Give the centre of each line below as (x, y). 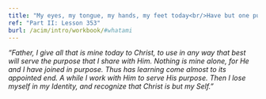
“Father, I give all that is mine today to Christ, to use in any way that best (127, 53)
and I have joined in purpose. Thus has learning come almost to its (118, 70)
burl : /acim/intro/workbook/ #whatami (70, 30)
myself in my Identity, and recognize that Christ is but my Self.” (111, 86)
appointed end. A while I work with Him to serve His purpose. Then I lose (127, 78)
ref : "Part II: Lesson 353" (55, 23)
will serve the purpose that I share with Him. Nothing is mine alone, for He (129, 61)
